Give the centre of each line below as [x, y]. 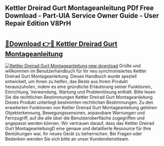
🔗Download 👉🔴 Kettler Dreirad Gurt [61, 44]
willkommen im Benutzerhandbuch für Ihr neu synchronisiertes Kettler [76, 71]
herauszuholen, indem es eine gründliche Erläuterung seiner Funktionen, [79, 87]
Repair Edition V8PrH [38, 23]
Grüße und [130, 66]
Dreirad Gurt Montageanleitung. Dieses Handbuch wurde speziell [71, 76]
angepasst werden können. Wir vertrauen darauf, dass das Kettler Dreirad [80, 123]
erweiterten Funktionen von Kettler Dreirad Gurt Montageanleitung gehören [81, 107]
